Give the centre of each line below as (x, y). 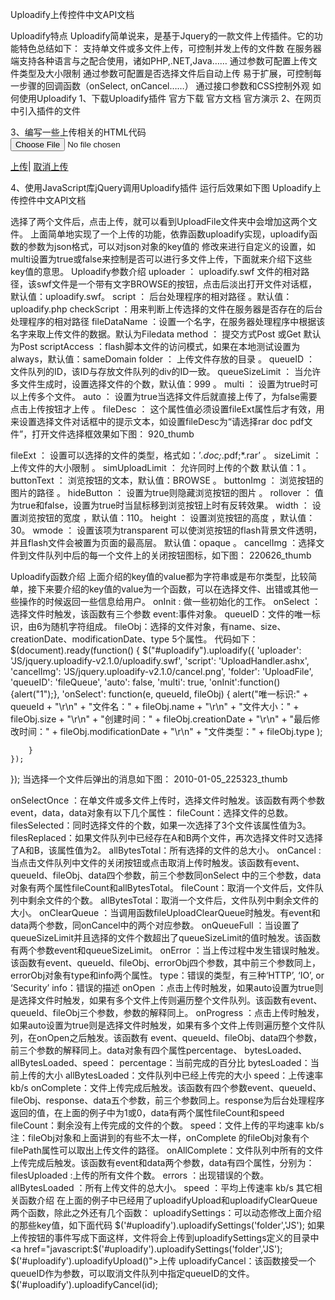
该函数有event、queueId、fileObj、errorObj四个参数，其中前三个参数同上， (166, 962)
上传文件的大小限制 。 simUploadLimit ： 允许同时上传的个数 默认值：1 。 (161, 467)
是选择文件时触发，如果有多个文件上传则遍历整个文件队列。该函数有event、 (166, 1000)
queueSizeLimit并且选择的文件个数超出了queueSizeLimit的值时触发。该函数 (166, 937)
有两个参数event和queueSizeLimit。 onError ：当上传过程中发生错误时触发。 (167, 950)
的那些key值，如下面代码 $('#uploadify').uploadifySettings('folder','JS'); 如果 (167, 1225)
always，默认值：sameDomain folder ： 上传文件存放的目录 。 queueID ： (163, 359)
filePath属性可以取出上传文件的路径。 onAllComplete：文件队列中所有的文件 (167, 1150)
